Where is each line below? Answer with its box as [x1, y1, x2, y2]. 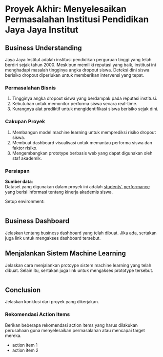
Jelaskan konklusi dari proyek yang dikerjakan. [5, 299, 99, 305]
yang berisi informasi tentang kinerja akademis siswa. [5, 189, 113, 195]
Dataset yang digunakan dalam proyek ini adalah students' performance [5, 183, 150, 189]
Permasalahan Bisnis [5, 84, 56, 91]
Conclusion [5, 286, 41, 294]
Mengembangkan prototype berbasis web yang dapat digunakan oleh [12, 150, 153, 156]
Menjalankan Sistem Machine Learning [5, 249, 126, 258]
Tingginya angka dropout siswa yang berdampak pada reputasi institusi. [12, 95, 158, 101]
